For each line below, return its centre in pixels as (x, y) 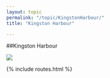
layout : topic (24, 12)
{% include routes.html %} (40, 69)
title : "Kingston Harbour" (40, 23)
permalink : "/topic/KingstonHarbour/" (55, 18)
